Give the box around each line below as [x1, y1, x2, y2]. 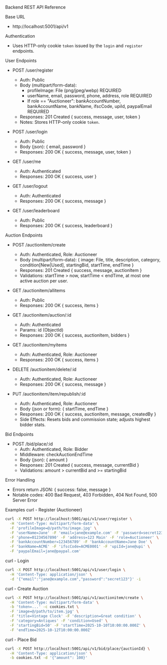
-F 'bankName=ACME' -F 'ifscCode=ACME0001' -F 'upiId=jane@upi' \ [9, 544, 150, 549]
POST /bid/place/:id [12, 441, 53, 447]
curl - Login [5, 558, 29, 564]
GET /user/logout [12, 183, 48, 189]
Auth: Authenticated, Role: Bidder [19, 446, 88, 452]
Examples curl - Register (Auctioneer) [5, 507, 83, 512]
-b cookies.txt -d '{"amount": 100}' [9, 656, 88, 661]
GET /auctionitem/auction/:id [12, 312, 72, 318]
